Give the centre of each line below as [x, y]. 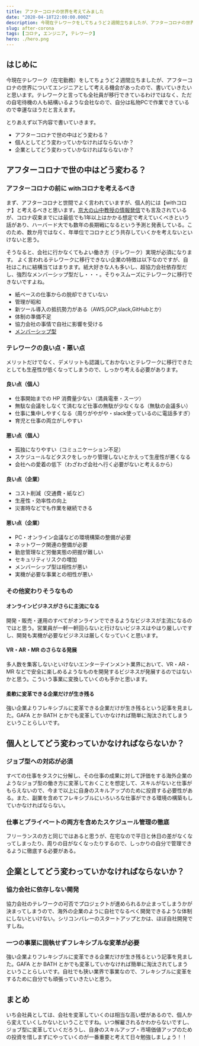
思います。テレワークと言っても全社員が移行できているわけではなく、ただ [102, 95]
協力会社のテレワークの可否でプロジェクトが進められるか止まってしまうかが [99, 903]
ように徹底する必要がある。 [45, 851]
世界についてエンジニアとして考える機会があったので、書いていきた [104, 87]
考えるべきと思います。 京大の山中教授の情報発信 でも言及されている [104, 210]
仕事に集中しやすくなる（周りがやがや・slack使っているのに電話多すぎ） [104, 413]
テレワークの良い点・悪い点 [46, 348]
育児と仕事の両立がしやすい [49, 421]
